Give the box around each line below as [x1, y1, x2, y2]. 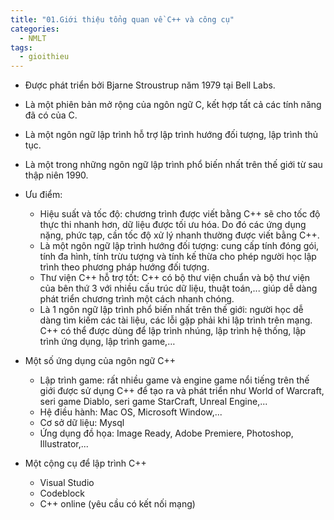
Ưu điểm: [24, 189, 63, 201]
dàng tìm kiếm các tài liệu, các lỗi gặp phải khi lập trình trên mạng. [39, 314, 313, 326]
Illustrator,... [39, 438, 89, 450]
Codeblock [39, 487, 85, 500]
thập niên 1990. [24, 169, 89, 181]
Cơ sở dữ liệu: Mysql [39, 417, 125, 429]
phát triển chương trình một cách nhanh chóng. [39, 293, 235, 305]
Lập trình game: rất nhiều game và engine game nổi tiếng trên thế [39, 374, 310, 386]
